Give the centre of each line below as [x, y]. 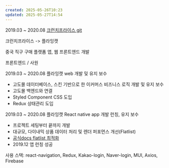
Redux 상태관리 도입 [33, 103]
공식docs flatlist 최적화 [36, 138]
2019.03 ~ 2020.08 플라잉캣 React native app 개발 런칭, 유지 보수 [72, 114]
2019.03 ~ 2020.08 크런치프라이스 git [44, 30]
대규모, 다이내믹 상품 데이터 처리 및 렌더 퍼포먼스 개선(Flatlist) [74, 131]
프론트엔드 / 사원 [22, 62]
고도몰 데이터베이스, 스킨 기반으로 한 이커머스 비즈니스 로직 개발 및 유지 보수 [88, 84]
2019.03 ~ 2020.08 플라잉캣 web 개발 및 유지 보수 [56, 73]
